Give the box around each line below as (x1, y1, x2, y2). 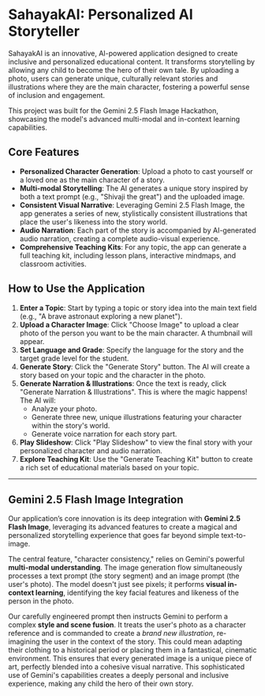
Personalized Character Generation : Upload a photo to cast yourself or (19, 166, 254, 176)
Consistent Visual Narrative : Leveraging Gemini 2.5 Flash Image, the (19, 200, 245, 210)
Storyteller (8, 22, 80, 40)
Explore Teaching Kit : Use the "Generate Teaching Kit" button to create (19, 454, 253, 463)
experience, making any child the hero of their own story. (8, 679, 194, 689)
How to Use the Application (8, 282, 145, 296)
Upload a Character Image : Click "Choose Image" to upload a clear (19, 320, 239, 329)
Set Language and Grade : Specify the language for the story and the (19, 345, 244, 354)
